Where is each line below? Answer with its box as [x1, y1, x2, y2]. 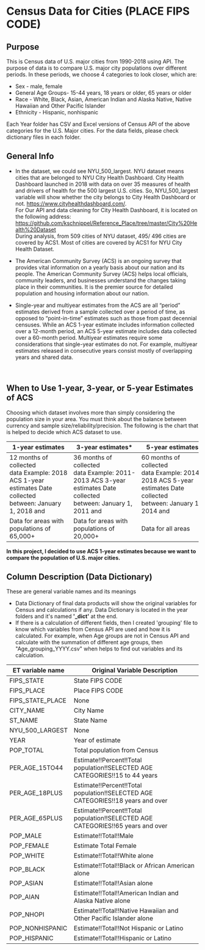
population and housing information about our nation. [15, 289, 149, 297]
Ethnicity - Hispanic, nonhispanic [15, 109, 99, 116]
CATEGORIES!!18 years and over [73, 797, 168, 805]
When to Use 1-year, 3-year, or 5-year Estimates [6, 383, 194, 394]
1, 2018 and [9, 506, 45, 515]
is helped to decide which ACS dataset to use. [6, 428, 122, 435]
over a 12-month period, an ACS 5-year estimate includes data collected [15, 327, 197, 334]
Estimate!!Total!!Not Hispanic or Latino [73, 924, 184, 933]
